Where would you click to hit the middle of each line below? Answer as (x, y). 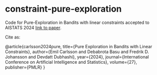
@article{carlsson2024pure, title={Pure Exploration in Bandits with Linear (79, 46)
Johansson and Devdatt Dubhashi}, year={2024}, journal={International (77, 56)
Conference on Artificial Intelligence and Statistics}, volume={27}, (71, 62)
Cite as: (13, 37)
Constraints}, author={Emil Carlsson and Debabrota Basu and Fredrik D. (77, 52)
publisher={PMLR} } (25, 67)
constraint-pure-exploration (63, 9)
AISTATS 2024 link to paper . (33, 27)
